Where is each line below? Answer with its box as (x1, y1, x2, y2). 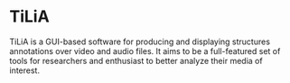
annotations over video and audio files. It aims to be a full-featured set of (9, 45, 281, 56)
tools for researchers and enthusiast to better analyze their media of (9, 55, 264, 66)
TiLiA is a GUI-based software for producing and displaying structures (9, 36, 271, 47)
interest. (9, 65, 41, 76)
